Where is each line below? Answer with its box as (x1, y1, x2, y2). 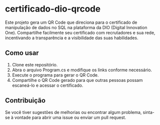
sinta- (143, 109, 155, 115)
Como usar (5, 49, 39, 57)
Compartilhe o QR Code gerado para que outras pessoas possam (12, 77, 143, 83)
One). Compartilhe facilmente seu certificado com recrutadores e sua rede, (5, 30, 156, 35)
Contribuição (5, 96, 46, 105)
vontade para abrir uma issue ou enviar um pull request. (14, 114, 127, 120)
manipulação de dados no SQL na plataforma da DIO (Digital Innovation (5, 24, 147, 30)
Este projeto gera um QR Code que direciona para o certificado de (5, 19, 137, 25)
